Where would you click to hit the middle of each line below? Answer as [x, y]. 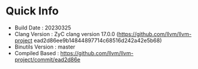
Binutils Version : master [45, 47]
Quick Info [32, 11]
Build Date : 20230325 [43, 28]
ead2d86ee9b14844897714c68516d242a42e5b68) [98, 40]
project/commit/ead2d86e [47, 59]
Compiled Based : [36, 53]
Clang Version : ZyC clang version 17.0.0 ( [67, 34]
